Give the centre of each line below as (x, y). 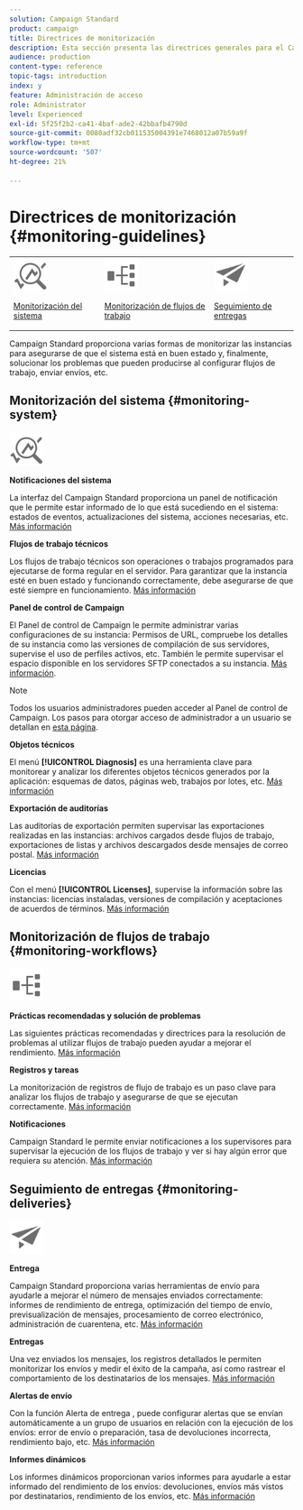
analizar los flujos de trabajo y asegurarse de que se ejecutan (124, 1097)
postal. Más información (54, 854)
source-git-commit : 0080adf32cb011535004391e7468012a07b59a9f (129, 134)
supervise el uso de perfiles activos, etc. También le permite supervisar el (147, 653)
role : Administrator (48, 105)
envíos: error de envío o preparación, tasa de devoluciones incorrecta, (140, 1432)
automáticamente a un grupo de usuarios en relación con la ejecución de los (151, 1423)
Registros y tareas (44, 1070)
